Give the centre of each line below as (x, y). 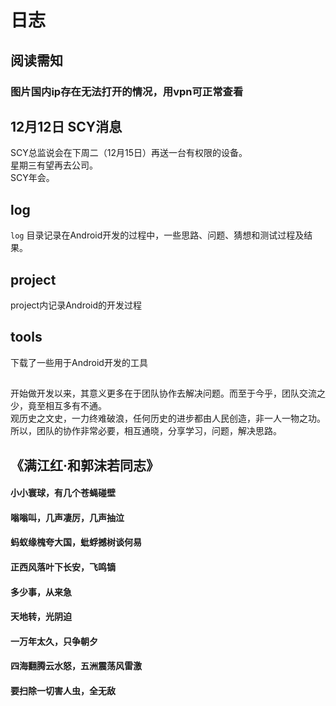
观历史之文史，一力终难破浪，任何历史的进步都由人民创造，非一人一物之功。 (168, 418)
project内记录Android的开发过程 (76, 305)
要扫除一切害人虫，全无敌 (63, 690)
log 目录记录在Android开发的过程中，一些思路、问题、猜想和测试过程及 (157, 235)
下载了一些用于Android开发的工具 (79, 362)
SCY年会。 (32, 178)
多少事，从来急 (41, 592)
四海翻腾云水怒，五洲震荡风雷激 (76, 666)
